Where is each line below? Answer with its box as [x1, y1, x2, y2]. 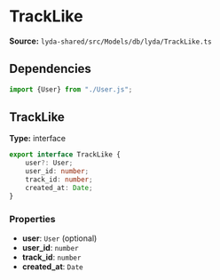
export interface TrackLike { [9, 150, 122, 159]
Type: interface [9, 133, 67, 144]
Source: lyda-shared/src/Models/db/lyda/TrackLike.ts [9, 36, 212, 46]
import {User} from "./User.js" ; [9, 84, 133, 94]
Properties [9, 212, 56, 225]
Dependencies [9, 61, 91, 76]
